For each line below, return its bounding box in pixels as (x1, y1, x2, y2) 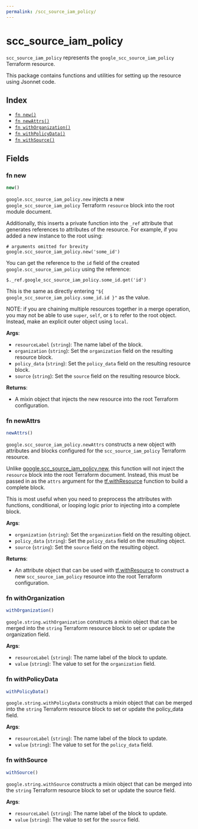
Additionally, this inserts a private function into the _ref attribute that (6, 219, 173, 226)
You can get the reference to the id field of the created (6, 259, 140, 266)
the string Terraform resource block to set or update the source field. (6, 786, 176, 793)
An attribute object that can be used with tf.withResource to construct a (14, 567, 189, 574)
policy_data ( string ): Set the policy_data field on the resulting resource (14, 360, 191, 367)
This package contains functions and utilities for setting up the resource (6, 72, 181, 79)
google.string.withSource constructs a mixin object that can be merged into (6, 780, 192, 787)
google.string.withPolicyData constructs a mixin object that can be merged (6, 699, 192, 707)
